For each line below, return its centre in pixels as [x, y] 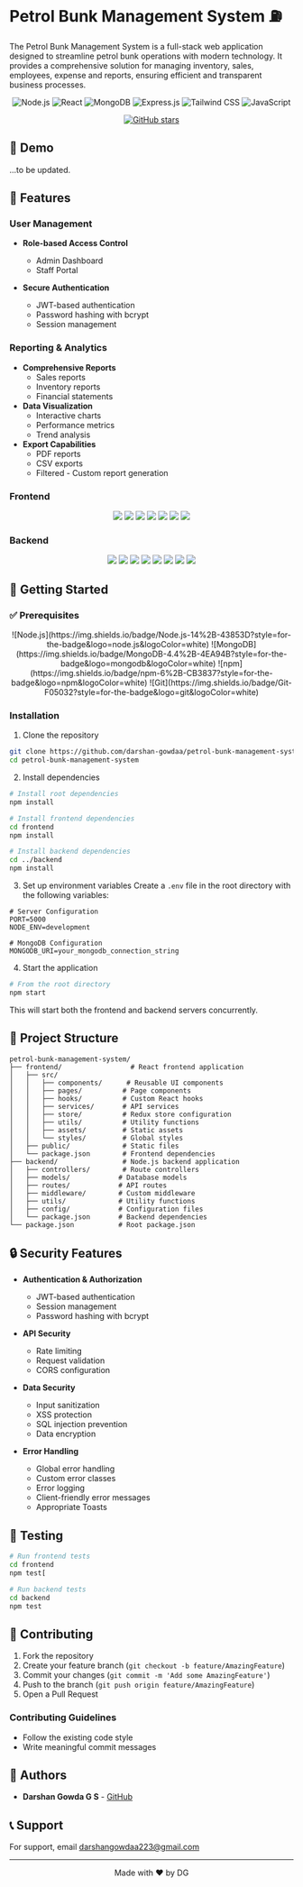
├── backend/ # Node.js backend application [125, 1161]
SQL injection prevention [82, 1424]
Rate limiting [59, 1351]
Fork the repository [58, 1656]
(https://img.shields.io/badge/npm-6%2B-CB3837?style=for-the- [151, 673]
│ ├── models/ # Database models [98, 1177]
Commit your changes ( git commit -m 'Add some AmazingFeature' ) [146, 1675]
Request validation [70, 1360]
